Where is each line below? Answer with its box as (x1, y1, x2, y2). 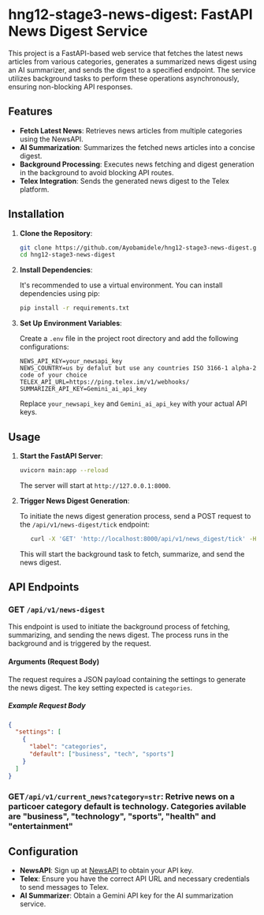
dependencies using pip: (19, 289, 100, 298)
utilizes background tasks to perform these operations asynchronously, (8, 73, 240, 83)
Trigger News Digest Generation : (19, 496, 130, 505)
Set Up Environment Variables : (19, 318, 122, 328)
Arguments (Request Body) (8, 657, 100, 666)
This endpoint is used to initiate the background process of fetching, (8, 622, 230, 632)
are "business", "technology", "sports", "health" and (8, 811, 217, 822)
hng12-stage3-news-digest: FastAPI (8, 6, 254, 24)
